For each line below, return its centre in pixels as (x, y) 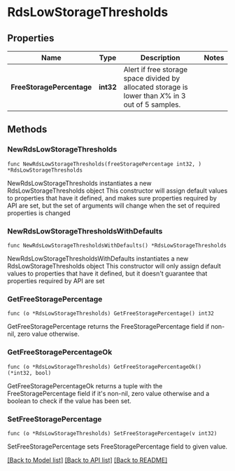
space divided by (152, 78)
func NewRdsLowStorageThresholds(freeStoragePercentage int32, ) (104, 164)
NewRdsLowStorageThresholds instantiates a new (79, 183)
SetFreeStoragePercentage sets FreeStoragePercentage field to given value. (117, 446)
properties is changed (39, 213)
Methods (27, 129)
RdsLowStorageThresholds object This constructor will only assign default (114, 266)
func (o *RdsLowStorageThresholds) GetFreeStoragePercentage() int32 (111, 314)
